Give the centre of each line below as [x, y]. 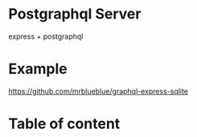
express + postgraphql [46, 36]
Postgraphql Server [75, 14]
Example [38, 69]
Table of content [64, 124]
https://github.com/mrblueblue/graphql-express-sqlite [98, 91]
